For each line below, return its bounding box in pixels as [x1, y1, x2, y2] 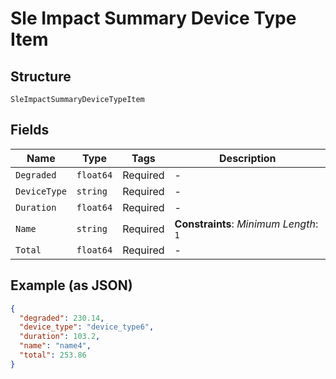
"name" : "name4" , [19, 341, 92, 351]
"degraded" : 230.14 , [19, 313, 105, 323]
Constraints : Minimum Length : [174, 217, 319, 231]
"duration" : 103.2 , [19, 332, 101, 342]
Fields [10, 122, 50, 139]
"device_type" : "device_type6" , [19, 322, 155, 332]
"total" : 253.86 [19, 350, 87, 360]
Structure [10, 68, 72, 85]
